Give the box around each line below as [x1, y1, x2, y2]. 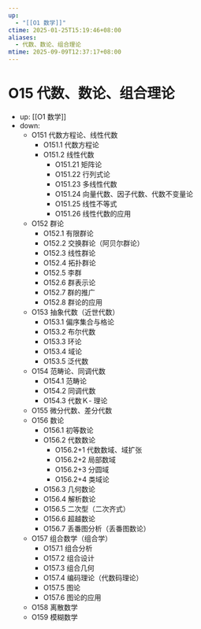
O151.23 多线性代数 [54, 179, 117, 189]
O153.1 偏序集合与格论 [43, 316, 114, 327]
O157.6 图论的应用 [43, 592, 102, 602]
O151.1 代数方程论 [43, 139, 100, 150]
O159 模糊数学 [31, 612, 78, 622]
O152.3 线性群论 [43, 248, 96, 257]
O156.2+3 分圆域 [54, 464, 110, 474]
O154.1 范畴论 [43, 376, 87, 386]
